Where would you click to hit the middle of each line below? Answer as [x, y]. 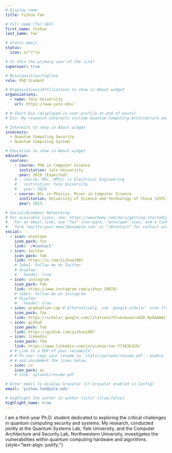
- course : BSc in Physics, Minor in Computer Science [73, 194]
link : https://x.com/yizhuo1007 [49, 260]
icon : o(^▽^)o [25, 52]
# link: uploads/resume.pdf [44, 375]
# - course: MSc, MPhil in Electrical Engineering [70, 180]
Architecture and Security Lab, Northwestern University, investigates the [82, 434]
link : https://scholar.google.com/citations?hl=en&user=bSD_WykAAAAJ [90, 318]
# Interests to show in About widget [46, 127]
